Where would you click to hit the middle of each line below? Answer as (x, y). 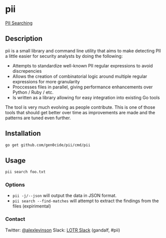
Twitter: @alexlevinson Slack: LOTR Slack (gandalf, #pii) (63, 230)
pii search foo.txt (25, 172)
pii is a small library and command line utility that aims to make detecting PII (83, 50)
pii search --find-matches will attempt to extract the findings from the (85, 201)
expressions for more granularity (46, 81)
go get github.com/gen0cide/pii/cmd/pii (48, 145)
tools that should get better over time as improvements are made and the (80, 112)
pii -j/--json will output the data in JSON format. (64, 196)
